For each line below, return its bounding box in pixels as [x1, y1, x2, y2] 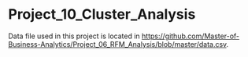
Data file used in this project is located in [8, 31, 140, 41]
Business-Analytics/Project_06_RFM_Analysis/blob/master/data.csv [8, 39, 227, 48]
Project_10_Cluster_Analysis [8, 5, 196, 23]
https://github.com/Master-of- [141, 31, 240, 41]
